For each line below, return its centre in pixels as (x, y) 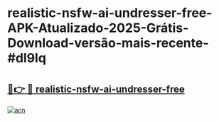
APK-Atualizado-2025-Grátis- (98, 28)
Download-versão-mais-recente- (108, 43)
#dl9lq (27, 58)
